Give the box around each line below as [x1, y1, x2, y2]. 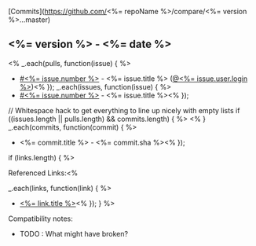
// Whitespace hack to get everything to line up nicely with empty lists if [8, 105, 240, 115]
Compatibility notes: [8, 214, 73, 223]
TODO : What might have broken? [19, 229, 128, 238]
